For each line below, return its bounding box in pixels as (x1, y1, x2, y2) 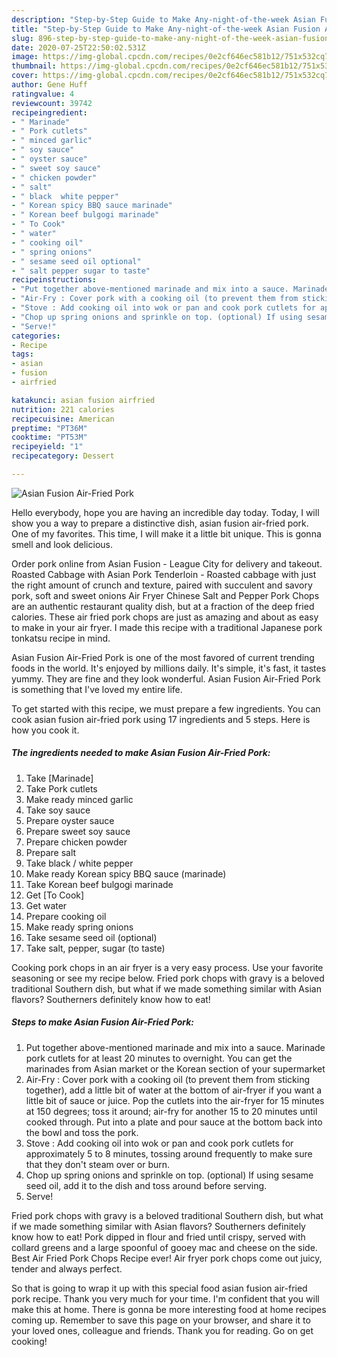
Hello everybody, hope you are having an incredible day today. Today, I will (11, 506, 320, 518)
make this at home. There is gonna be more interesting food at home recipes (11, 1303, 327, 1315)
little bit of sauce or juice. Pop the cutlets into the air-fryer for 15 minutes (25, 1094, 325, 1106)
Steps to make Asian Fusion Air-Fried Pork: (11, 1016, 195, 1028)
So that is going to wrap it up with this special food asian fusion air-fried (11, 1282, 308, 1294)
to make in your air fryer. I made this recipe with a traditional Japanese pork (11, 621, 323, 633)
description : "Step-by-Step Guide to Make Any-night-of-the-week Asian (11, 14, 316, 25)
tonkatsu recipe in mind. (11, 632, 111, 644)
